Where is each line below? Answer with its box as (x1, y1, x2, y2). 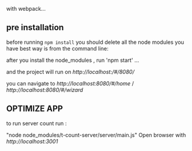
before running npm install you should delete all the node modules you (6, 39, 184, 46)
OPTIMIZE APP (6, 103, 63, 114)
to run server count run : (6, 120, 67, 127)
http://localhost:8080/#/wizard (6, 86, 83, 93)
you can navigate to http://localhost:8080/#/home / (6, 79, 134, 87)
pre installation (6, 22, 65, 32)
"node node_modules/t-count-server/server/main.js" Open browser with (6, 131, 186, 138)
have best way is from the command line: (6, 45, 109, 52)
